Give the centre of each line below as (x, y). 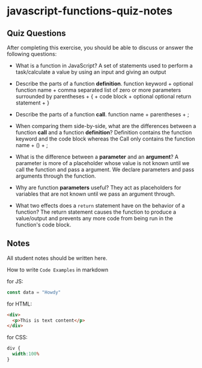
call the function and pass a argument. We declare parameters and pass (105, 170)
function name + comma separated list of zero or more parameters (98, 90)
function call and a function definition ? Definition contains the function (103, 132)
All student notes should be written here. (57, 258)
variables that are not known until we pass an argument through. (95, 194)
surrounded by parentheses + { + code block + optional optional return (103, 96)
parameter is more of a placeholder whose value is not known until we (103, 163)
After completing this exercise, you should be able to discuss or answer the (100, 47)
